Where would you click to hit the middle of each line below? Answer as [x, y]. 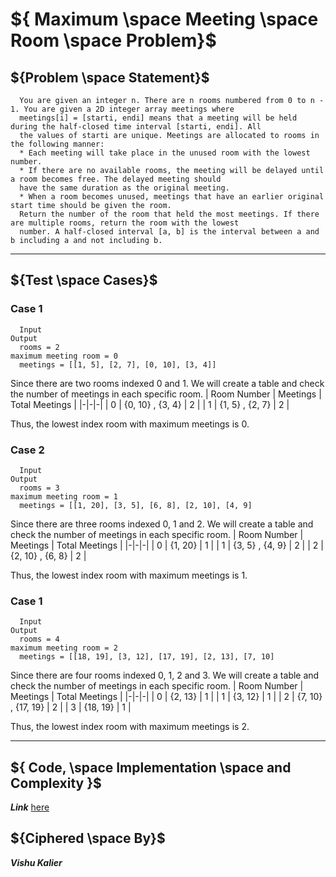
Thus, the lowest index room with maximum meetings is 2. [130, 727]
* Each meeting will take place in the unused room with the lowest [165, 153]
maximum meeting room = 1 [64, 496]
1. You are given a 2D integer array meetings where [122, 109]
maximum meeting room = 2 [64, 648]
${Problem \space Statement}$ [110, 77]
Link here [30, 807]
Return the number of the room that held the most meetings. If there [169, 214]
